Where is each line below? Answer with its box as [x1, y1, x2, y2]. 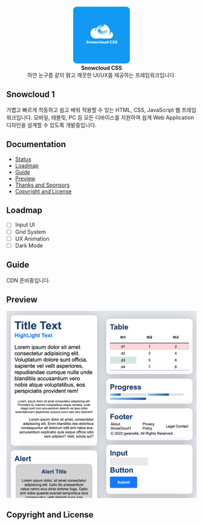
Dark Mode [14, 242, 43, 249]
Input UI [14, 221, 35, 228]
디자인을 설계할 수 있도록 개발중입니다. [6, 121, 97, 128]
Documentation [6, 139, 66, 150]
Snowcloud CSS [80, 64, 123, 72]
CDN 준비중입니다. [6, 276, 51, 284]
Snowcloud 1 [6, 89, 56, 100]
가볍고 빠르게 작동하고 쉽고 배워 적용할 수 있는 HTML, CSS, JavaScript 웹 [6, 106, 181, 113]
